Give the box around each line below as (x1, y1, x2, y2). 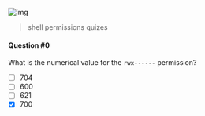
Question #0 (8, 40, 50, 50)
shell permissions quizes (27, 23, 108, 31)
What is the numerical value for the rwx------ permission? (8, 58, 197, 67)
